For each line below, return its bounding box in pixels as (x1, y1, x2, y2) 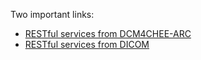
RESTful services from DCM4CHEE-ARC (24, 28, 192, 39)
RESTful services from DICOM (24, 39, 150, 50)
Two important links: (10, 9, 95, 20)
